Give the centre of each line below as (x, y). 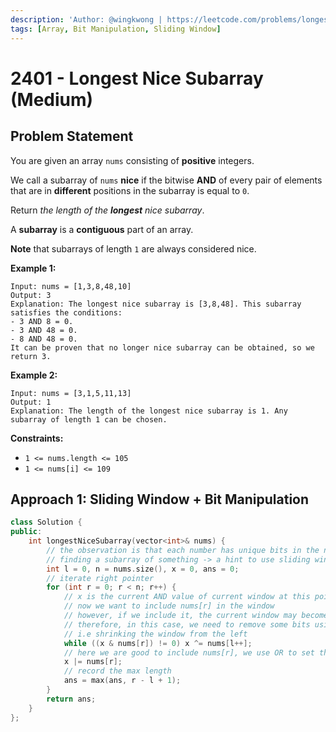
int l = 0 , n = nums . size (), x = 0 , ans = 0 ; (143, 569)
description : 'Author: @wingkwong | (86, 19)
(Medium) (52, 99)
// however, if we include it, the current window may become (196, 616)
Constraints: (37, 438)
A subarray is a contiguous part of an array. (102, 229)
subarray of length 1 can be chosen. (89, 419)
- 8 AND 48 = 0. (44, 339)
